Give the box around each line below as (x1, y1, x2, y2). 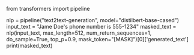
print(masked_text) (6, 42, 53, 49)
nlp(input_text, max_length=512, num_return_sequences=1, (6, 29, 152, 36)
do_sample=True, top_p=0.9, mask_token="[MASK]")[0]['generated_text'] (6, 36, 189, 42)
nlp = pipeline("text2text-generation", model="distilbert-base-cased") (6, 17, 179, 23)
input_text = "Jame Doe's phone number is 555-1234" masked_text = (6, 23, 177, 30)
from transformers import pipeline (6, 5, 90, 12)
